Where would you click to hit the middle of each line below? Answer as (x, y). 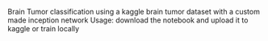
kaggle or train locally (44, 29)
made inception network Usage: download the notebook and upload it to (128, 20)
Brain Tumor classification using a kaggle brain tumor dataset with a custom (134, 12)
